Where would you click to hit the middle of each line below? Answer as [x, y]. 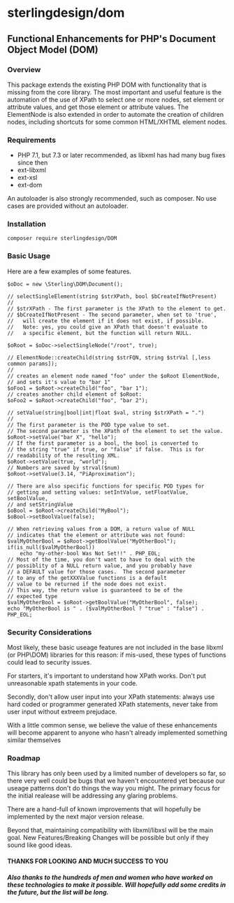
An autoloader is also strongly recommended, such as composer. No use [112, 199]
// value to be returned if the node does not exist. [87, 584]
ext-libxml [32, 170]
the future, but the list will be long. [58, 892]
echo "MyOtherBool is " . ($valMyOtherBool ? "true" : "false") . [106, 609]
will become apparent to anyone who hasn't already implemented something [117, 733]
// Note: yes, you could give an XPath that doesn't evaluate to [108, 327]
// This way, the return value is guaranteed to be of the [95, 590]
